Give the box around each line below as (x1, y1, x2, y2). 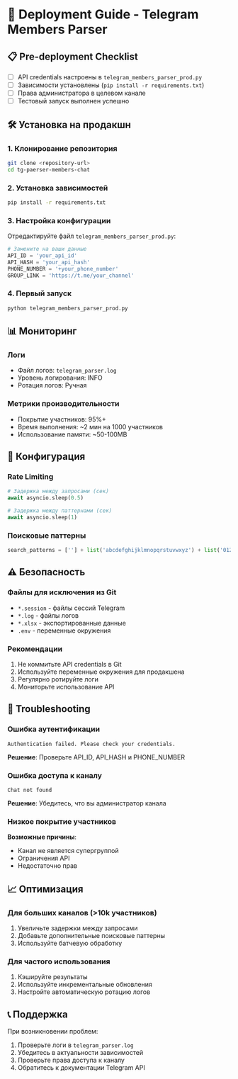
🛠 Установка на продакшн (7, 118, 131, 130)
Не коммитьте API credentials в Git (17, 660, 122, 669)
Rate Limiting (7, 472, 54, 481)
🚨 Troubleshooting (7, 703, 91, 715)
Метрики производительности (7, 399, 120, 409)
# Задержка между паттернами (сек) (7, 507, 113, 514)
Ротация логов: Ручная (17, 381, 87, 390)
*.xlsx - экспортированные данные (17, 618, 126, 627)
